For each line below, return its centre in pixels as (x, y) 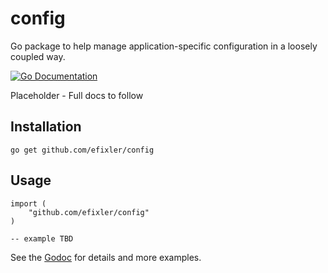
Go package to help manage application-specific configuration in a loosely (164, 46)
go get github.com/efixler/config (82, 150)
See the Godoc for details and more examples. (106, 257)
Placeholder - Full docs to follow (77, 95)
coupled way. (38, 56)
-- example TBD (42, 238)
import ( (28, 203)
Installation (46, 127)
